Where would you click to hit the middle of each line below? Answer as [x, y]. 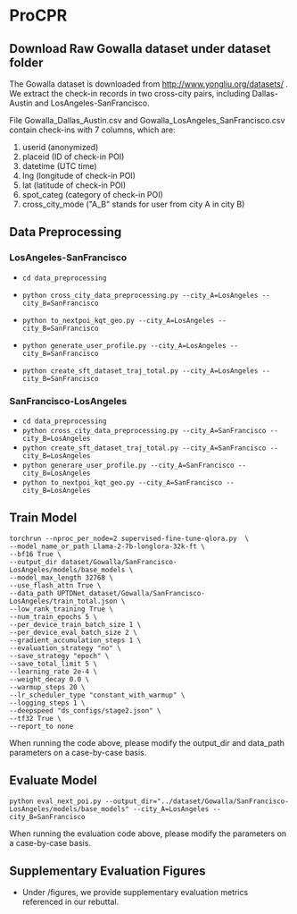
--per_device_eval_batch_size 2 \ [74, 632]
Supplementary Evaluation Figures [107, 871]
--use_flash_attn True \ [55, 585]
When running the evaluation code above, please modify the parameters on [148, 834]
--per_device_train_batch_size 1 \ [75, 624]
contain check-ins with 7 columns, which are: [92, 130]
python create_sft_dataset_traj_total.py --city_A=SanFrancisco [144, 448]
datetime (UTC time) [59, 166]
